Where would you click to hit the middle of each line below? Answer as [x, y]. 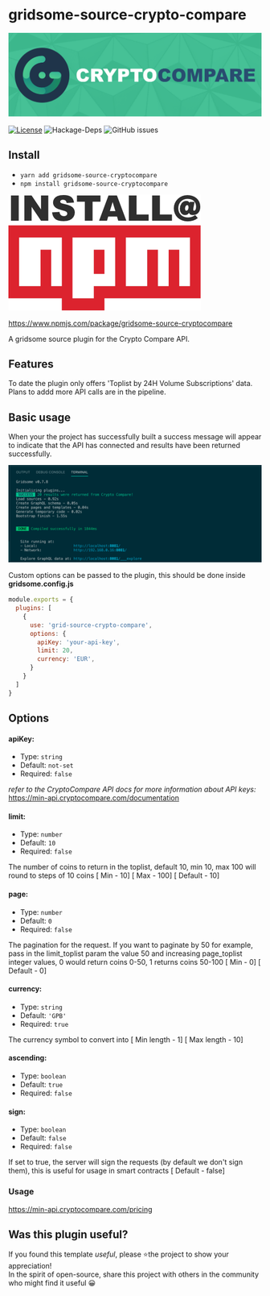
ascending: [28, 1058]
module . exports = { [41, 600]
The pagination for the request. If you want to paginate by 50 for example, [131, 945]
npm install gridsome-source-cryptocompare [94, 184]
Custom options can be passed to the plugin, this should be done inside [127, 575]
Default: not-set [47, 765]
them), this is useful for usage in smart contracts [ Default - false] [117, 1171]
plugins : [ [34, 609]
